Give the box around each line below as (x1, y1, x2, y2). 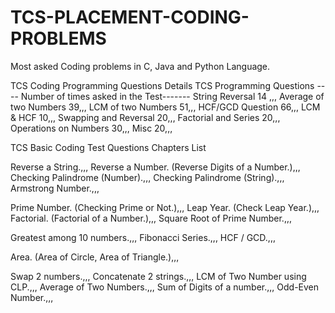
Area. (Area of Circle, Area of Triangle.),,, (10, 251, 180, 263)
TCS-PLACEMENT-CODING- (10, 6, 250, 29)
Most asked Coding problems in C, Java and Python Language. (10, 60, 271, 72)
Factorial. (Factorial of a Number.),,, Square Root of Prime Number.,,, (10, 212, 292, 224)
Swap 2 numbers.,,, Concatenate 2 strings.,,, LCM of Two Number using (10, 270, 307, 282)
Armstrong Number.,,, (10, 182, 100, 194)
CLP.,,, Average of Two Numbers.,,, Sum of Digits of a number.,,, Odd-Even (10, 281, 320, 293)
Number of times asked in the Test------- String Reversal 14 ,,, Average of (20, 90, 325, 102)
